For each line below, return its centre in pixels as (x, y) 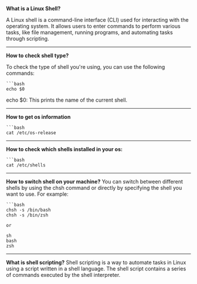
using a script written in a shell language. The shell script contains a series (96, 269)
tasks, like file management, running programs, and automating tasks (89, 32)
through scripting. (28, 39)
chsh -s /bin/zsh (27, 215)
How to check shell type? (38, 56)
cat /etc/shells (26, 165)
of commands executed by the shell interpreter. (63, 275)
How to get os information (38, 117)
